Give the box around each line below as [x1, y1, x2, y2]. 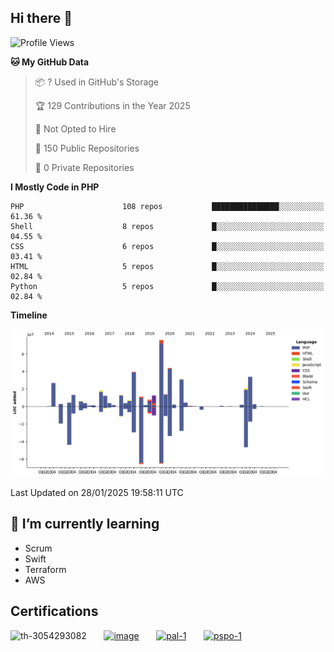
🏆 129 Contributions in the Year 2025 [34, 99, 191, 111]
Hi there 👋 [10, 10, 73, 27]
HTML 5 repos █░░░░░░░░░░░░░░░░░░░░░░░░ [10, 261, 325, 271]
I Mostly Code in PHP [10, 181, 100, 193]
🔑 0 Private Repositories [34, 161, 135, 173]
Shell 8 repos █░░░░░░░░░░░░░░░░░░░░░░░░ [10, 221, 325, 231]
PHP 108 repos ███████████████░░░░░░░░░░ [10, 201, 325, 211]
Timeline [10, 309, 48, 321]
